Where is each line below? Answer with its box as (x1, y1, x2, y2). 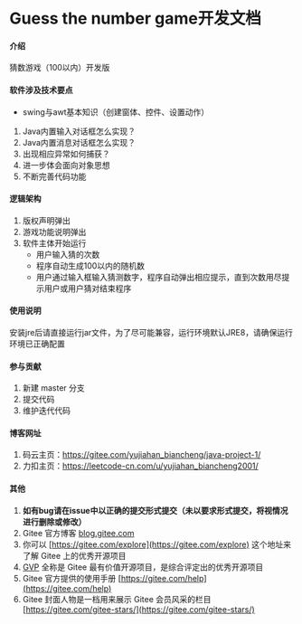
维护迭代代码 (22, 405, 71, 416)
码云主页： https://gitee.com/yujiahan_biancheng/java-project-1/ (22, 449, 261, 460)
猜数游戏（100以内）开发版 (9, 62, 110, 73)
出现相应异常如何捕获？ (22, 148, 110, 159)
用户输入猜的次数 (35, 249, 100, 260)
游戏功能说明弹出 (22, 226, 87, 237)
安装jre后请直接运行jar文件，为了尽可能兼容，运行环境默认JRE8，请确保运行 (9, 327, 294, 337)
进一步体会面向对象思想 (22, 159, 110, 170)
